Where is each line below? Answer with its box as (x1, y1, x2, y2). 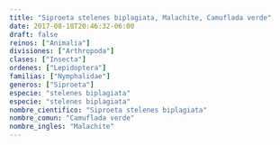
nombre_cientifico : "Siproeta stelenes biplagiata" (9, 105, 207, 114)
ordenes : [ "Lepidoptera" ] (9, 64, 106, 73)
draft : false (9, 30, 59, 39)
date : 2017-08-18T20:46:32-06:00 (9, 22, 135, 31)
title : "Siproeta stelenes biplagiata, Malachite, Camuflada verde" (9, 13, 272, 23)
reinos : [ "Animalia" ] (9, 38, 91, 48)
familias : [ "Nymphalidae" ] (9, 72, 111, 81)
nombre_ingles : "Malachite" (9, 122, 115, 131)
